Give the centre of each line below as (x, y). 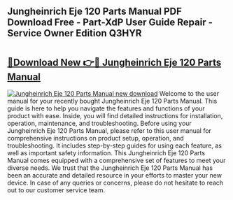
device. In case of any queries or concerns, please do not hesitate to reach (115, 183)
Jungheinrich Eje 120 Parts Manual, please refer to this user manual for (110, 131)
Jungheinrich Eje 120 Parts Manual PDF (94, 12)
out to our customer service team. (56, 190)
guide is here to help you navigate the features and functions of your (106, 108)
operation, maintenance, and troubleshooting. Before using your (100, 123)
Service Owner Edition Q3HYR (75, 33)
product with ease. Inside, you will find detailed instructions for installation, (115, 116)
